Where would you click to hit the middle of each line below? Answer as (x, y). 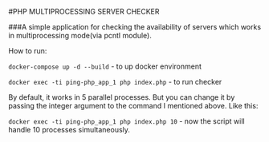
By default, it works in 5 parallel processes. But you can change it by (122, 97)
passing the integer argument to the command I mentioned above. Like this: (133, 106)
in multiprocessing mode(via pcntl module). (80, 35)
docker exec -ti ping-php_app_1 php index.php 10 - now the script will (126, 121)
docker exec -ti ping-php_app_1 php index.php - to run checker (115, 82)
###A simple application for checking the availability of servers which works (135, 27)
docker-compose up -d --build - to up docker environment (105, 66)
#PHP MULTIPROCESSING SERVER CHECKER (84, 12)
